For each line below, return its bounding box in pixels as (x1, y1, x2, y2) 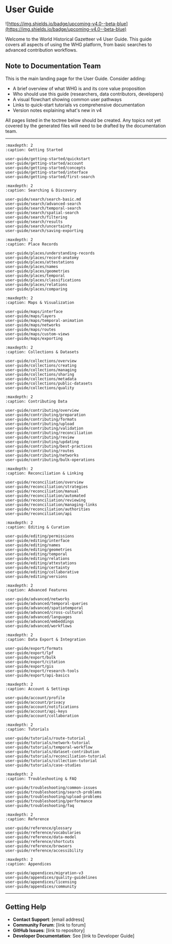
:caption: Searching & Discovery (5, 187, 77, 193)
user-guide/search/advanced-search (5, 201, 81, 206)
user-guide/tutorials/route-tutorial (5, 736, 86, 741)
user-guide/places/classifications (5, 277, 81, 283)
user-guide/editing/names (5, 543, 60, 548)
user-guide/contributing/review (5, 435, 74, 440)
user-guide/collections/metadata (5, 376, 77, 381)
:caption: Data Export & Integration (5, 637, 86, 642)
